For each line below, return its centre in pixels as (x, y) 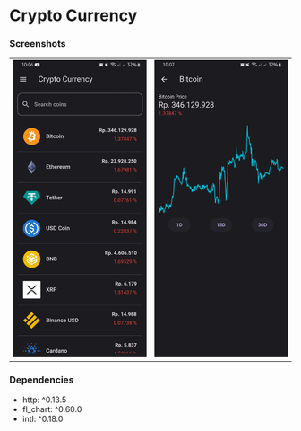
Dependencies (42, 380)
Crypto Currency (73, 16)
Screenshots (38, 44)
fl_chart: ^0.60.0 (52, 409)
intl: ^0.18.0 (43, 418)
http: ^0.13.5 (44, 400)
